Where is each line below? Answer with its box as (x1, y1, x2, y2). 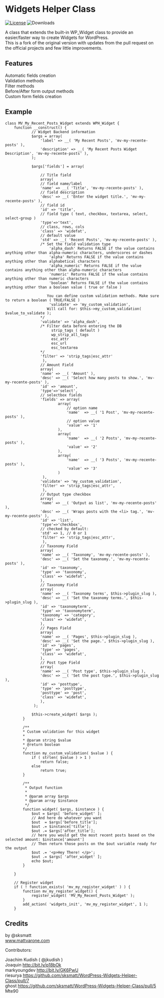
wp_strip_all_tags (51, 332, 89, 337)
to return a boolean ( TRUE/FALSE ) (5, 297, 80, 303)
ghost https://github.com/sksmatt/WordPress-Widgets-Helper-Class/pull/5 (5, 983, 156, 989)
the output (5, 846, 27, 851)
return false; (40, 759, 69, 764)
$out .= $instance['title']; (31, 824, 91, 829)
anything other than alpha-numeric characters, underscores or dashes (5, 250, 153, 255)
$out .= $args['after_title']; (31, 828, 96, 833)
